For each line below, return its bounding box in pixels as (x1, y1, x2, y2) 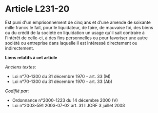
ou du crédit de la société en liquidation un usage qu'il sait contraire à (5, 30, 145, 35)
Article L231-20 (5, 3, 70, 15)
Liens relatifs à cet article (5, 54, 58, 60)
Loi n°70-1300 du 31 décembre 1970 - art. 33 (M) (12, 73, 111, 79)
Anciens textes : (5, 64, 37, 70)
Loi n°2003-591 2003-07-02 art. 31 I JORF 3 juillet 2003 (12, 102, 125, 108)
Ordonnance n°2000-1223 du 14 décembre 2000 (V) (12, 97, 118, 103)
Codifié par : (5, 88, 29, 94)
